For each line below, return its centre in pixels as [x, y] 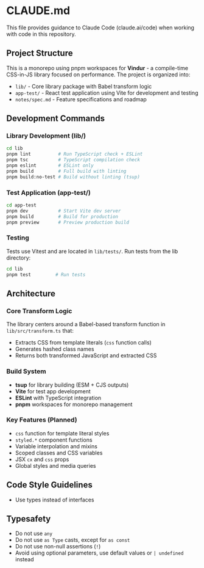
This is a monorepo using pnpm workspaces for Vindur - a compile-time [97, 68]
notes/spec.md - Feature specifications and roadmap [81, 99]
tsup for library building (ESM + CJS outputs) [72, 385]
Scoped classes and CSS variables [59, 453]
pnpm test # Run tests [46, 275]
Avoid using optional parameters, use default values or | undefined [99, 553]
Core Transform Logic [39, 311]
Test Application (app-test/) [49, 192]
